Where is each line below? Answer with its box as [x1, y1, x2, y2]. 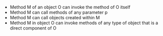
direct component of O [9, 25, 57, 31]
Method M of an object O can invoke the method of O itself [9, 4, 131, 10]
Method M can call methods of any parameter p [9, 9, 108, 15]
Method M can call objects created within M [9, 15, 100, 20]
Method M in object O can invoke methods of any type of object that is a [9, 20, 158, 26]
